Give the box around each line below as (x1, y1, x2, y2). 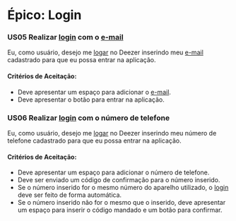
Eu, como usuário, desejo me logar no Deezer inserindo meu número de (7, 129, 217, 137)
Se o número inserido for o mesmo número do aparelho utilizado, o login (17, 184, 229, 192)
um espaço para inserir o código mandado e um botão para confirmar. (17, 205, 223, 215)
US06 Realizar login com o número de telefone (7, 113, 170, 123)
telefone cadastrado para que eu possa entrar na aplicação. (7, 136, 182, 145)
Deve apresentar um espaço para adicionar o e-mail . (17, 88, 172, 96)
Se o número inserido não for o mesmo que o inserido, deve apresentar (17, 198, 226, 207)
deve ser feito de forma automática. (17, 191, 122, 199)
